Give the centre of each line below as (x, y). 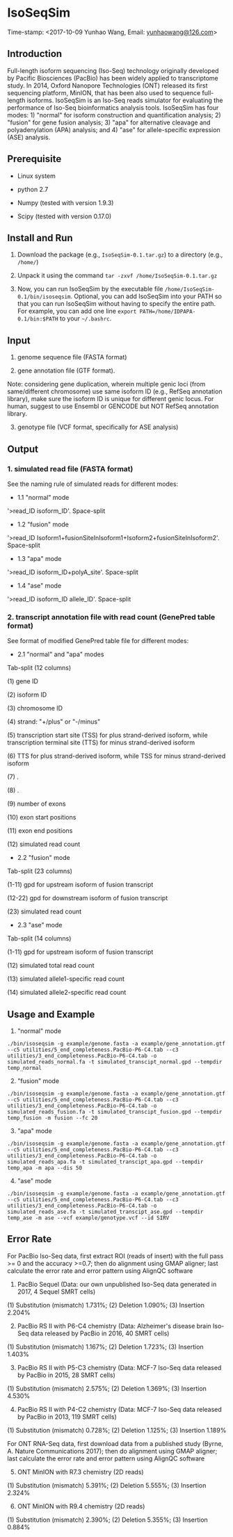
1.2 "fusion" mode (43, 524)
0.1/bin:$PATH (38, 319)
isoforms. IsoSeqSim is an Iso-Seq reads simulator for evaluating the (125, 100)
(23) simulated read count (45, 911)
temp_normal (24, 1068)
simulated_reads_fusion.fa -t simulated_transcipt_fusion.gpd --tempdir (115, 1112)
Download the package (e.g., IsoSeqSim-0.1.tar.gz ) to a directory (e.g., (120, 254)
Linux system (36, 176)
